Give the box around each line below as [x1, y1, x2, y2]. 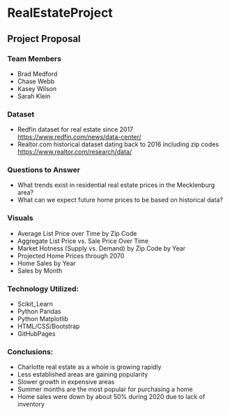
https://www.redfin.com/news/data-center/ [17, 133, 141, 141]
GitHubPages [17, 330, 56, 338]
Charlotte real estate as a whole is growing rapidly [17, 363, 162, 372]
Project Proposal [7, 33, 82, 45]
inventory [17, 400, 45, 409]
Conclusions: [7, 346, 54, 356]
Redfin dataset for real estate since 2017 [17, 125, 134, 134]
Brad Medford [17, 69, 58, 78]
